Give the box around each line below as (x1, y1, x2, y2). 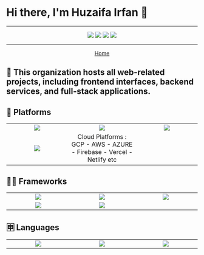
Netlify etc (87, 155, 117, 164)
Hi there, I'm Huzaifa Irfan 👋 (6, 5, 148, 19)
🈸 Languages (6, 222, 59, 233)
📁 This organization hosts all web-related (6, 67, 165, 78)
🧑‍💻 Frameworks (6, 176, 67, 186)
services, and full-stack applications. (6, 86, 151, 97)
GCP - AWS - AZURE (71, 140, 133, 148)
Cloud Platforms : (77, 133, 127, 141)
